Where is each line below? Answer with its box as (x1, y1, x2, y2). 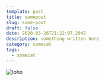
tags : (6, 47, 20, 53)
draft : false (6, 25, 39, 31)
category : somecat (6, 42, 52, 48)
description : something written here (6, 36, 100, 42)
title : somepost (6, 14, 46, 20)
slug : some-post (6, 19, 46, 25)
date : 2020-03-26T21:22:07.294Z (6, 31, 86, 36)
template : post (6, 8, 44, 15)
